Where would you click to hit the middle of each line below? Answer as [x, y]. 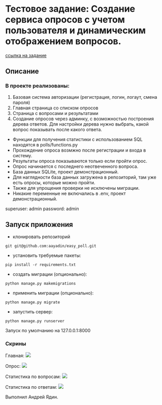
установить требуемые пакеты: [47, 255]
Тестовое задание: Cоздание [70, 9]
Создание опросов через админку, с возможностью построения [83, 119]
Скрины [16, 344]
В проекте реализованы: [37, 86]
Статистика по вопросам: [33, 377]
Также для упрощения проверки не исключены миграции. [76, 188]
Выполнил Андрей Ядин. [32, 397]
